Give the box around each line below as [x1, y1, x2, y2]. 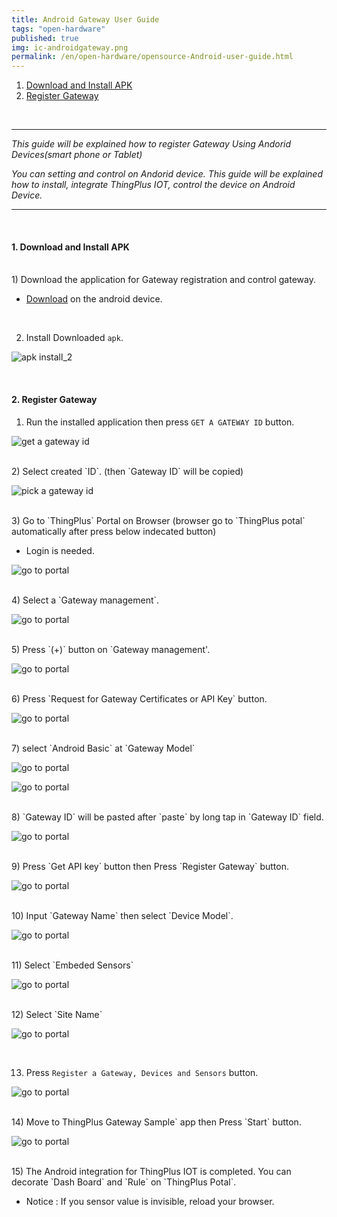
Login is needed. [25, 544, 95, 556]
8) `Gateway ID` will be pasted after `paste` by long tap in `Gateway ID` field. [11, 811, 324, 823]
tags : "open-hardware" [11, 24, 106, 34]
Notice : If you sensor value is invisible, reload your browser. [25, 1195, 275, 1207]
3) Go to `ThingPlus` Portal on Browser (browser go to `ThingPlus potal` [11, 514, 306, 526]
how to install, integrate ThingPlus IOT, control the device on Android [11, 179, 296, 191]
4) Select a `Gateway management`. [11, 594, 160, 606]
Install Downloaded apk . [25, 332, 124, 344]
